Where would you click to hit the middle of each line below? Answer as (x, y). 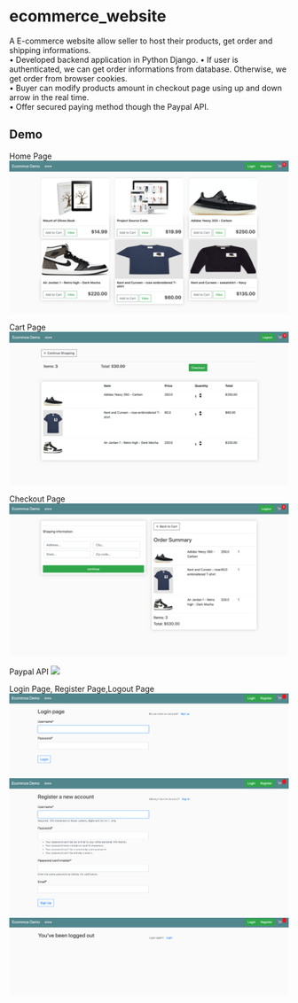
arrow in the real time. (49, 97)
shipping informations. (50, 50)
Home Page (31, 156)
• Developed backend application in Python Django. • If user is (124, 59)
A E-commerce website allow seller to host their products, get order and (141, 41)
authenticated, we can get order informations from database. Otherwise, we (148, 69)
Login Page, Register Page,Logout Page (82, 688)
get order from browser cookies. (68, 78)
